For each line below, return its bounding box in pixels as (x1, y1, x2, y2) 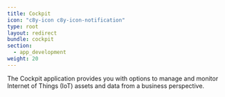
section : (7, 42, 33, 49)
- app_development (13, 49, 67, 56)
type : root (7, 23, 39, 30)
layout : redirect (7, 29, 57, 37)
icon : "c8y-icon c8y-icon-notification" (7, 17, 126, 24)
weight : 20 (7, 55, 39, 62)
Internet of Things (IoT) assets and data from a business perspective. (7, 81, 205, 90)
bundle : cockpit (7, 36, 54, 43)
